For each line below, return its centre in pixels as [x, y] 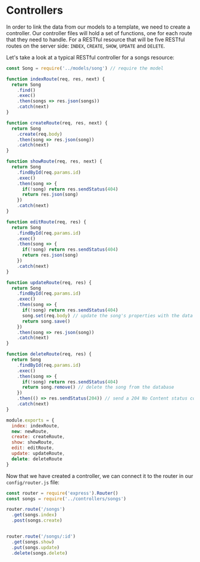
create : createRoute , [38, 437]
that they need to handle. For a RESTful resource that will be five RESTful [96, 39]
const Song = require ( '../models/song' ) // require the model [85, 68]
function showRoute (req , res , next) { [54, 161]
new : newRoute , [30, 431]
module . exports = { [30, 420]
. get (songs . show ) [33, 542]
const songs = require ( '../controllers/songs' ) [66, 499]
